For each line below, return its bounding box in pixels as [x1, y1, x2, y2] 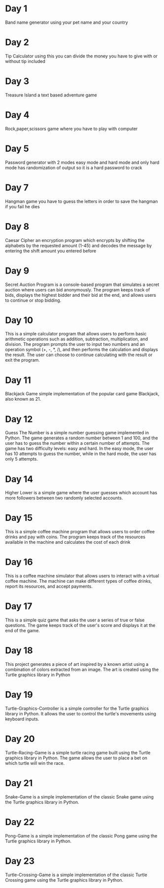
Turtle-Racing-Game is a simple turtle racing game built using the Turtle [5, 749, 151, 755]
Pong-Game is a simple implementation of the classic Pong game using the [5, 833, 158, 839]
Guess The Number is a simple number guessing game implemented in [5, 430, 149, 436]
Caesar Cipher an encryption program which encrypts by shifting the [5, 237, 145, 243]
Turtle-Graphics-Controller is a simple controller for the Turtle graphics [5, 705, 149, 711]
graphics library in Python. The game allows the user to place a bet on [5, 755, 148, 761]
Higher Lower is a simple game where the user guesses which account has [5, 490, 158, 496]
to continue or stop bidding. [5, 297, 62, 303]
